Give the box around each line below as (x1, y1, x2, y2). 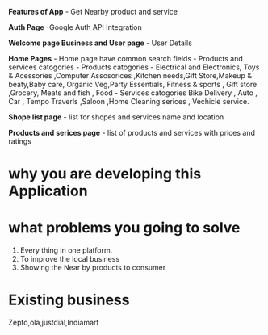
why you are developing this (8, 165, 202, 183)
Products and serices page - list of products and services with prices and (8, 128, 256, 137)
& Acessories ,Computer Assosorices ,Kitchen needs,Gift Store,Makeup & (8, 71, 253, 80)
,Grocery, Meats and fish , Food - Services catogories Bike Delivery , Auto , (8, 88, 258, 98)
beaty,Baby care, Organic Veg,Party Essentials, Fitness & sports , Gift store (8, 80, 258, 89)
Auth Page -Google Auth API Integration (8, 23, 143, 31)
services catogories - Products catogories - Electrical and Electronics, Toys (8, 62, 260, 72)
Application (8, 182, 88, 200)
